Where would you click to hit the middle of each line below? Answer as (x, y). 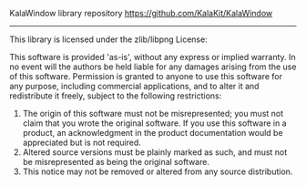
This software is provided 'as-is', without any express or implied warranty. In (153, 57)
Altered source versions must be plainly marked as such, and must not (155, 152)
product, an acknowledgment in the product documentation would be (153, 133)
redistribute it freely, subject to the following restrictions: (116, 96)
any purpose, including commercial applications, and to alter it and (134, 86)
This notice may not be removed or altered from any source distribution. (158, 171)
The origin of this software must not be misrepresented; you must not (153, 114)
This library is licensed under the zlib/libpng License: (108, 39)
